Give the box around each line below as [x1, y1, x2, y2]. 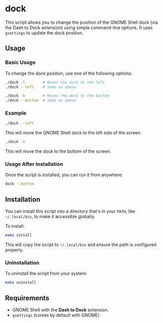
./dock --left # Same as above [5, 85, 77, 90]
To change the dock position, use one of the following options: [5, 70, 132, 76]
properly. [5, 247, 24, 253]
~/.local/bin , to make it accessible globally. [5, 214, 95, 220]
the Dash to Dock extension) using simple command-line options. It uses [5, 24, 153, 30]
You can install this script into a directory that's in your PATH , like [5, 208, 135, 214]
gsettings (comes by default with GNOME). [12, 312, 101, 318]
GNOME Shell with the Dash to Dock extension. [12, 307, 109, 313]
